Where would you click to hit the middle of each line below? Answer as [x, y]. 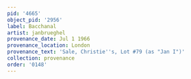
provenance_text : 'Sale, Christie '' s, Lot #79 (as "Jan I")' [96, 52]
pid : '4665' [24, 13]
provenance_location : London [49, 45]
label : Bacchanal [32, 26]
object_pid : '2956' [35, 20]
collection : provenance [41, 58]
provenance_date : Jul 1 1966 [49, 39]
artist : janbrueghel [37, 33]
